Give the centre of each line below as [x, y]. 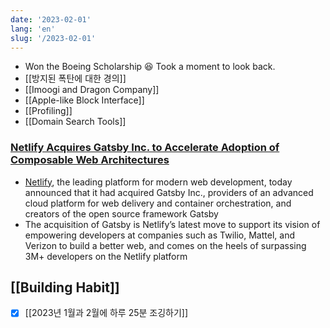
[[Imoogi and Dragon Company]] [92, 90]
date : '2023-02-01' [51, 19]
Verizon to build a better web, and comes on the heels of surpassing [165, 245]
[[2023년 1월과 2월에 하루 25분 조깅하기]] [106, 313]
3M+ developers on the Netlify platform [106, 256]
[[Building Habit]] [65, 287]
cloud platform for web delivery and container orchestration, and [158, 203]
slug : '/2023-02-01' [53, 38]
